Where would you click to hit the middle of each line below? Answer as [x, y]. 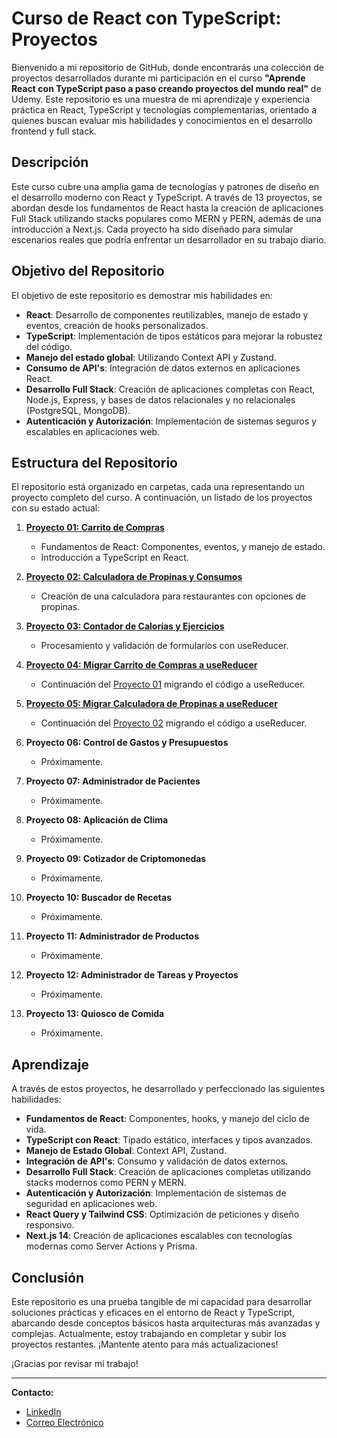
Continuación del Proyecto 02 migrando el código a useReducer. [174, 723]
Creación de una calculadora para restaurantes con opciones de [173, 596]
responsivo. [50, 1225]
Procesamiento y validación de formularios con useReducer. [164, 646]
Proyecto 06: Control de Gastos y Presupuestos [127, 743]
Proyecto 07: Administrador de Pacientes [113, 781]
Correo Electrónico [64, 1422]
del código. [49, 346]
